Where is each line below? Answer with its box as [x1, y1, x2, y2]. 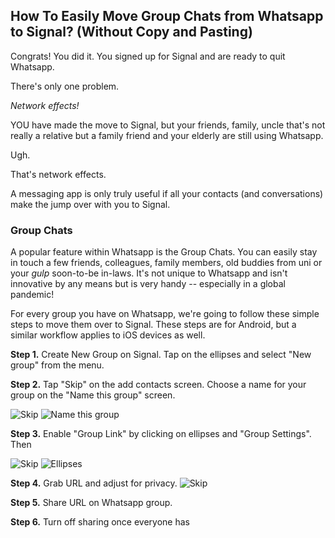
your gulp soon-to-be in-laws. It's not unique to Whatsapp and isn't [10, 267, 288, 279]
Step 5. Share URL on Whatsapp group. [10, 497, 173, 509]
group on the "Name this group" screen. [10, 389, 176, 401]
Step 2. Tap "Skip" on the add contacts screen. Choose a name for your [10, 379, 307, 391]
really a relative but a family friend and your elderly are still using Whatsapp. [10, 129, 324, 141]
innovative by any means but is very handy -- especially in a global [10, 278, 286, 290]
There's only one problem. [10, 80, 120, 92]
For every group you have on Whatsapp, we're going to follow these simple [10, 308, 320, 320]
